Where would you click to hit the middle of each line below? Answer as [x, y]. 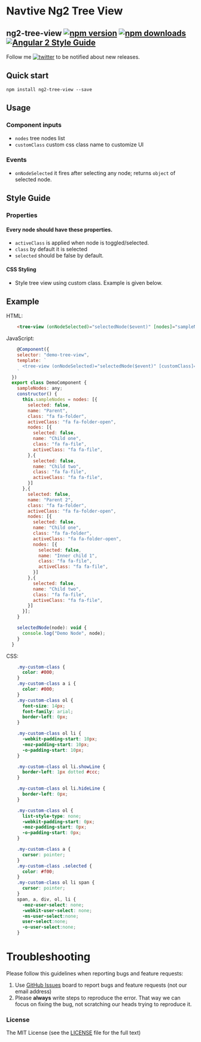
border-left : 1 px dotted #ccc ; [61, 772]
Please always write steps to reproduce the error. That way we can [98, 998]
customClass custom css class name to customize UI [79, 144]
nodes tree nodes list [40, 138]
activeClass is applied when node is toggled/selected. [82, 243]
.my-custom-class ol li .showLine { [61, 767]
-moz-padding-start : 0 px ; [54, 827]
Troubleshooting [48, 957]
